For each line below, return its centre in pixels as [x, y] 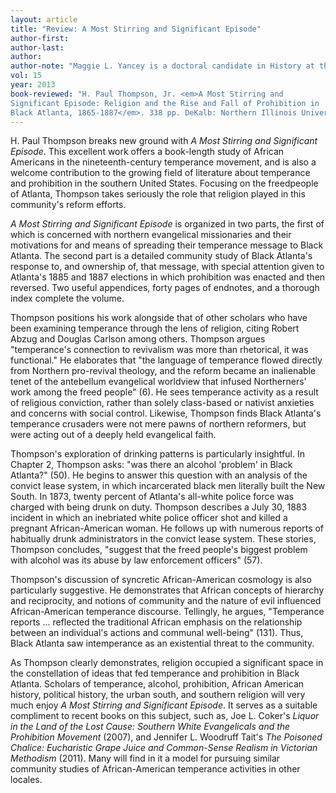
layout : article [44, 19]
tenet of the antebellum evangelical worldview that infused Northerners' [158, 382]
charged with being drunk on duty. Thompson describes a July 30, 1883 [159, 507]
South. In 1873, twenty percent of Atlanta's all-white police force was [152, 497]
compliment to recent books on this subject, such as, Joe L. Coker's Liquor [165, 716]
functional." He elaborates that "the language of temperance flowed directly [166, 360]
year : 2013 [33, 85]
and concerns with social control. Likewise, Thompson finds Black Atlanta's [166, 413]
